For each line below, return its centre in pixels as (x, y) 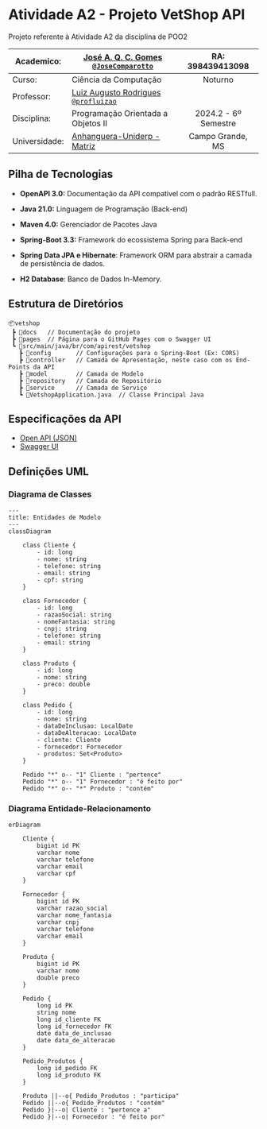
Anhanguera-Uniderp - (116, 136)
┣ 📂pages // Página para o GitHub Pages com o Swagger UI (112, 339)
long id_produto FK (69, 1075)
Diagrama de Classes (50, 494)
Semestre (218, 123)
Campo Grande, (218, 136)
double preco (58, 978)
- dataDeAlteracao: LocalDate (87, 733)
